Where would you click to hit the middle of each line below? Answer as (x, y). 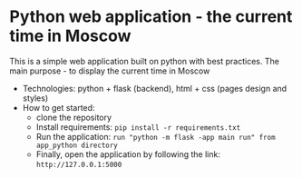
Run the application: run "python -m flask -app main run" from (156, 136)
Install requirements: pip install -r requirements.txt (138, 127)
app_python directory (77, 145)
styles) (35, 98)
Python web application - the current (151, 17)
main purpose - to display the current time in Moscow (110, 71)
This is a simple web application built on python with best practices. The (144, 61)
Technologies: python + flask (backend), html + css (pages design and (155, 88)
